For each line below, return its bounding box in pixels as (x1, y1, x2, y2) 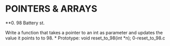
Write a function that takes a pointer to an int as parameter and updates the (5, 29, 163, 35)
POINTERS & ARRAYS (5, 3, 98, 15)
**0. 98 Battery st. (5, 20, 45, 26)
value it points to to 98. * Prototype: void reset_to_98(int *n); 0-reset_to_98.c (5, 35, 165, 41)
